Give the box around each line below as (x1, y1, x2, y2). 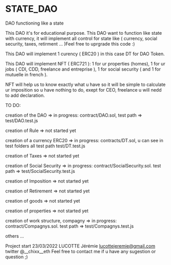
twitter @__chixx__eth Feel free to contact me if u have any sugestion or (5, 248, 156, 254)
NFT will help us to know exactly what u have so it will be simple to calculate (5, 81, 166, 87)
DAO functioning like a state (5, 20, 64, 26)
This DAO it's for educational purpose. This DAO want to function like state (5, 30, 162, 36)
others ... (5, 233, 25, 239)
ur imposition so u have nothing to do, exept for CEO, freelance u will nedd (5, 86, 162, 93)
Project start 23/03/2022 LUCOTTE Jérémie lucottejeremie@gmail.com (5, 242, 156, 249)
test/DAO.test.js (5, 117, 38, 123)
